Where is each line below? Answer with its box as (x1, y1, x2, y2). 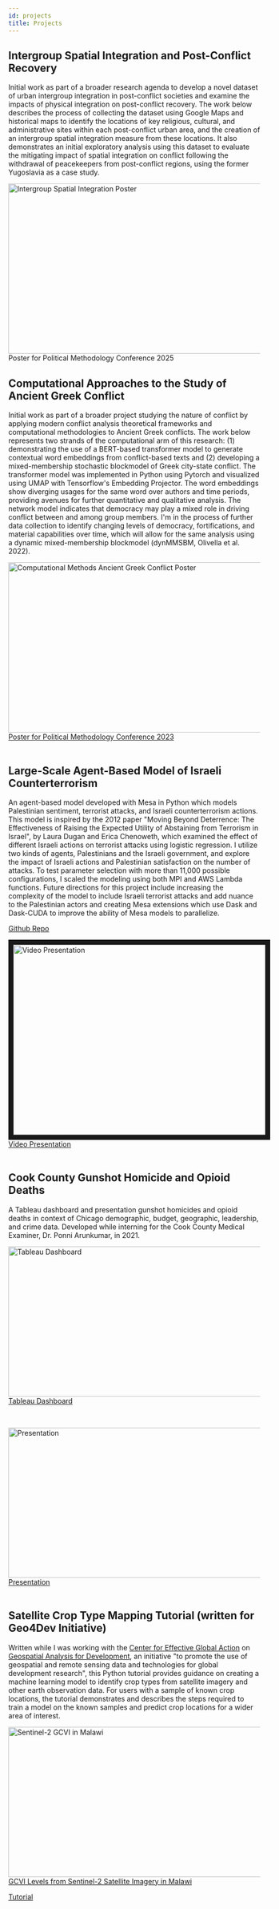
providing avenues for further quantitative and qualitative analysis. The (8, 496, 241, 505)
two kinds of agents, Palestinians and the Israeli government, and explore (8, 848, 250, 858)
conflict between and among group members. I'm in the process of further (8, 512, 253, 522)
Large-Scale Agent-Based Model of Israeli (8, 764, 222, 778)
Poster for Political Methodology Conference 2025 (8, 353, 174, 363)
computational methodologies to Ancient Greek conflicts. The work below (8, 428, 251, 437)
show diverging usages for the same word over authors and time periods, (8, 487, 250, 496)
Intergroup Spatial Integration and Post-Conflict (8, 49, 252, 62)
